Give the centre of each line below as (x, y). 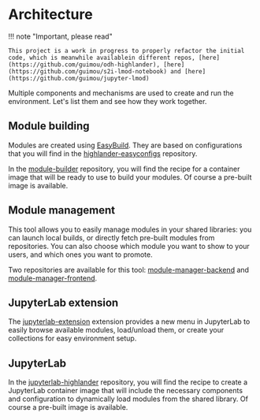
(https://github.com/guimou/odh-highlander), (84, 65)
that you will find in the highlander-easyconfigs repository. (103, 153)
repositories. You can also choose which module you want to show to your (129, 246)
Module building (49, 126)
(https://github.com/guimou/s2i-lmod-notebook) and (95, 71)
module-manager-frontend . (53, 278)
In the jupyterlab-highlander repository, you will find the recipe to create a (128, 382)
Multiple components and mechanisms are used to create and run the (121, 93)
